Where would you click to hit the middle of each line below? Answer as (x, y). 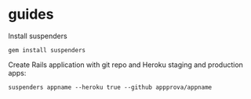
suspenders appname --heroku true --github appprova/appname (110, 87)
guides (31, 14)
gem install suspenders (47, 50)
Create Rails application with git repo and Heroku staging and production (125, 65)
